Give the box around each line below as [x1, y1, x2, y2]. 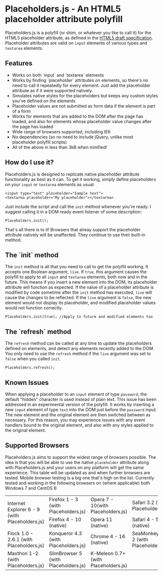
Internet [7, 500, 26, 507]
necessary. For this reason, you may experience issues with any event [5, 417, 146, 423]
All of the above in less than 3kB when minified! [12, 144, 107, 150]
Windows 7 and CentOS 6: [5, 485, 58, 491]
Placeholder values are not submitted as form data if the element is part [12, 103, 156, 109]
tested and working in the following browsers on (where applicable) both [5, 480, 150, 486]
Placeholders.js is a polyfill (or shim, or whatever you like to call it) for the [5, 30, 151, 35]
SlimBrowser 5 [49, 550, 82, 557]
